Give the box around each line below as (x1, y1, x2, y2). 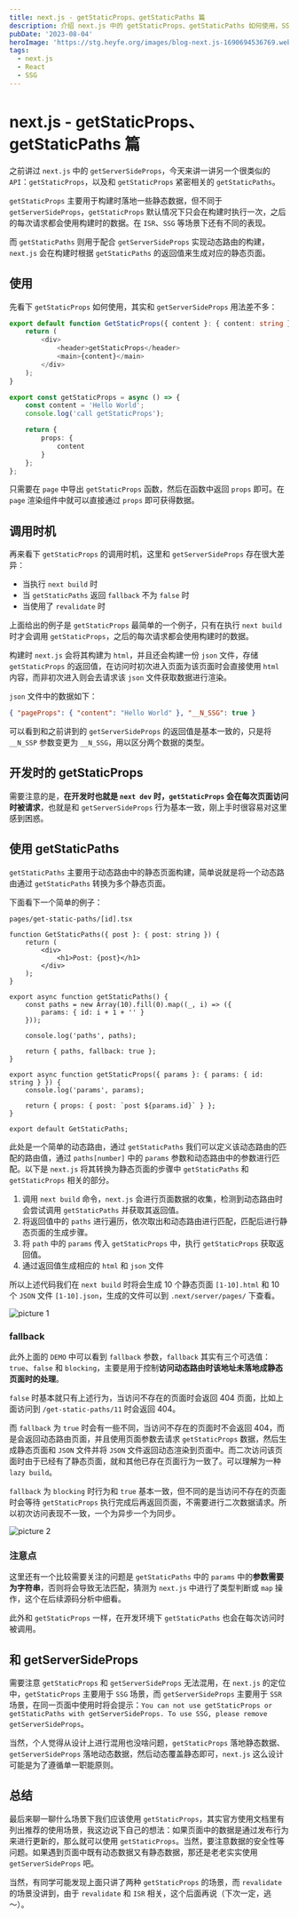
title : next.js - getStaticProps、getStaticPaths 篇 (9, 12, 206, 22)
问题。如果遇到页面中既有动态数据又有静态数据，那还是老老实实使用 (9, 1846, 258, 1858)
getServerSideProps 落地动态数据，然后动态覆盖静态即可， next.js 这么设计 (9, 1748, 284, 1760)
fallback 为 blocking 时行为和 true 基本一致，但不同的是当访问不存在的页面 (9, 1485, 286, 1496)
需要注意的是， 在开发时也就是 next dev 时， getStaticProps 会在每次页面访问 (9, 790, 289, 801)
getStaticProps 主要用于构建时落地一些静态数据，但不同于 (9, 195, 223, 205)
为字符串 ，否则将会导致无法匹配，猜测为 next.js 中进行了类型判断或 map (9, 1583, 273, 1594)
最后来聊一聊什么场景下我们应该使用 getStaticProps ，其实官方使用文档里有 (9, 1813, 286, 1824)
